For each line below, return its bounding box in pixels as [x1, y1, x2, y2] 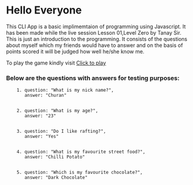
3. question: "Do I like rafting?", [16, 129, 107, 134]
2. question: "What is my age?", [16, 108, 99, 114]
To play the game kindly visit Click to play [6, 59, 107, 66]
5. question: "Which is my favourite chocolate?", [16, 170, 143, 176]
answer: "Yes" [24, 133, 59, 140]
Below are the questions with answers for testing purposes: [6, 74, 180, 82]
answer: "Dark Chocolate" [24, 174, 88, 181]
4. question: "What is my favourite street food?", [16, 149, 145, 155]
